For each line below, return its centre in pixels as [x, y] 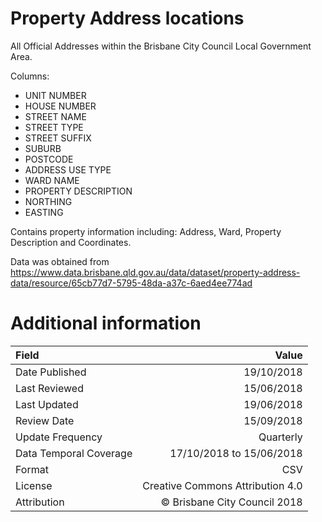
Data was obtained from [60, 261]
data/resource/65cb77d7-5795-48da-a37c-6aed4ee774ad [131, 283]
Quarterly [280, 437]
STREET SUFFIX [58, 138]
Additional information [106, 323]
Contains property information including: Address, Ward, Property [146, 231]
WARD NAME [52, 180]
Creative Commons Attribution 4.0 [222, 485]
